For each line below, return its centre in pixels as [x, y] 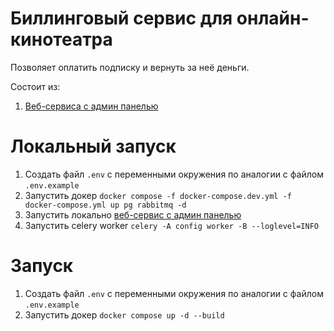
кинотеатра [61, 39]
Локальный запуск [93, 146]
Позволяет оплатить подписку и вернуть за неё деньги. [130, 67]
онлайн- [273, 18]
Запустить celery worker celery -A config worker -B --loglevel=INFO [171, 225]
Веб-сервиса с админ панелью [91, 106]
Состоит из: [35, 86]
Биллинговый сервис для [121, 18]
